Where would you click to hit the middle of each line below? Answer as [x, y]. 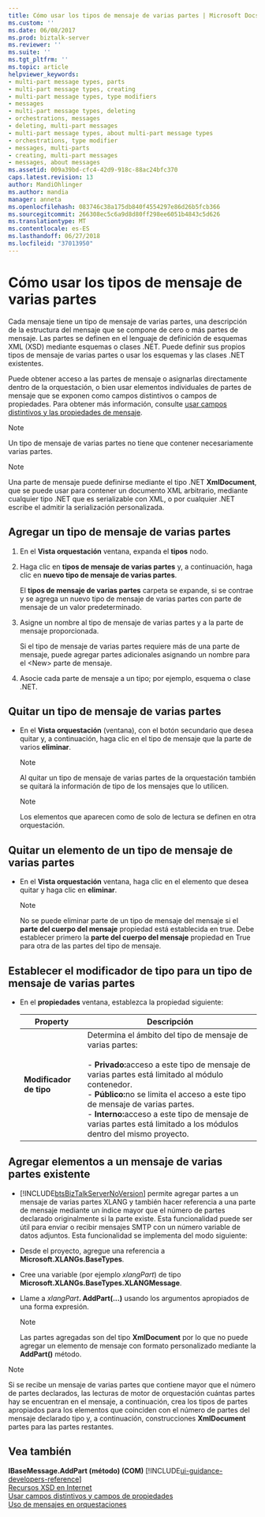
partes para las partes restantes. [61, 1426]
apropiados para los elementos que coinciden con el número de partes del [129, 1409]
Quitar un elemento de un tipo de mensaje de [121, 850]
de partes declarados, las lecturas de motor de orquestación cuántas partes [132, 1393]
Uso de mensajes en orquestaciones [67, 1504]
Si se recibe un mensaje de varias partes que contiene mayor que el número [132, 1384]
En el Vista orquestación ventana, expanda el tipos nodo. [114, 551]
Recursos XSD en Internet [50, 1487]
